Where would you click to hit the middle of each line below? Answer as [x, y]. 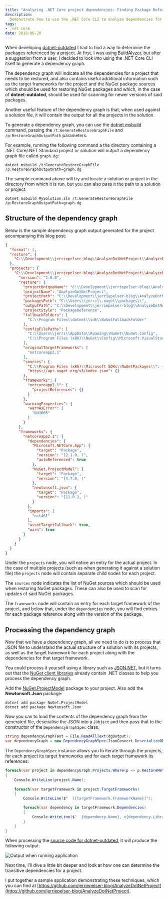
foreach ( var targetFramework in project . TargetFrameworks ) [77, 789]
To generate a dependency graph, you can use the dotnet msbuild [73, 125]
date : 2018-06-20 [23, 33]
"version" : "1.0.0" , [40, 277]
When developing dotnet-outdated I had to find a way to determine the [78, 47]
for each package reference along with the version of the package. [74, 614]
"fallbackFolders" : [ [46, 315]
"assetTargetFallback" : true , [59, 525]
